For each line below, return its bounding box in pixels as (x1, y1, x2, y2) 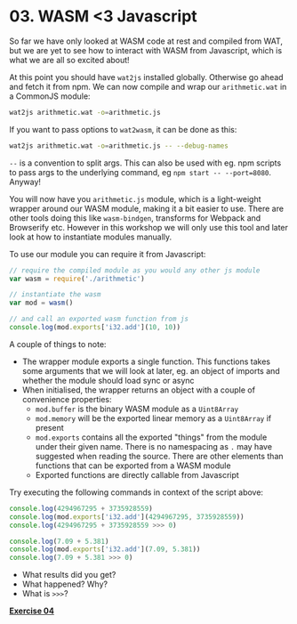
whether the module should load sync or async (21, 375, 195, 385)
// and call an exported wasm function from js (9, 314, 189, 324)
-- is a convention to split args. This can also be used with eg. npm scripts (9, 158, 282, 168)
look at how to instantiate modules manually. (9, 231, 173, 242)
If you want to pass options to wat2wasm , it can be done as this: (9, 124, 237, 134)
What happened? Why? (21, 579, 108, 589)
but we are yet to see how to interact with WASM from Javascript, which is (9, 45, 283, 55)
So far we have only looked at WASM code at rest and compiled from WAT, (9, 36, 283, 46)
